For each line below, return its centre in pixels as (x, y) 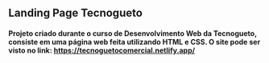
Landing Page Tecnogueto (76, 13)
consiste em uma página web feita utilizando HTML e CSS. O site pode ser (134, 41)
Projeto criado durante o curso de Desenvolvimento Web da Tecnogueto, (133, 33)
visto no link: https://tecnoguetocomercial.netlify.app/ (102, 50)
